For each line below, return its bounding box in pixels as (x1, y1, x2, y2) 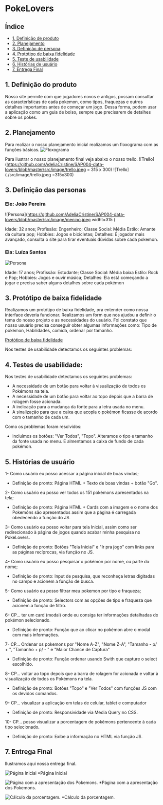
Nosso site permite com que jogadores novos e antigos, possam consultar (5, 93, 154, 99)
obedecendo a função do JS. (12, 515, 71, 521)
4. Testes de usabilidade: (5, 360, 83, 369)
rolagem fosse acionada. (12, 399, 62, 404)
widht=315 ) (91, 217, 116, 223)
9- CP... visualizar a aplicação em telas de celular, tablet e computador (5, 700, 147, 706)
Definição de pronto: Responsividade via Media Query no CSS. (12, 709, 138, 716)
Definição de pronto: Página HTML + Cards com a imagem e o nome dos (12, 504, 158, 510)
